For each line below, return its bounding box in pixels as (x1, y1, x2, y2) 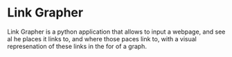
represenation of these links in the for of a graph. (7, 42, 148, 50)
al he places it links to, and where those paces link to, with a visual (7, 34, 197, 43)
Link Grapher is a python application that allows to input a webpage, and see (7, 27, 226, 36)
